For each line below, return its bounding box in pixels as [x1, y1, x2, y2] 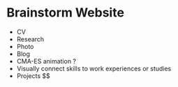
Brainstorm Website [6, 5, 125, 21]
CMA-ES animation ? [16, 57, 77, 65]
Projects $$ [16, 71, 50, 80]
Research [16, 35, 45, 43]
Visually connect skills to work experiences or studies [16, 64, 172, 72]
